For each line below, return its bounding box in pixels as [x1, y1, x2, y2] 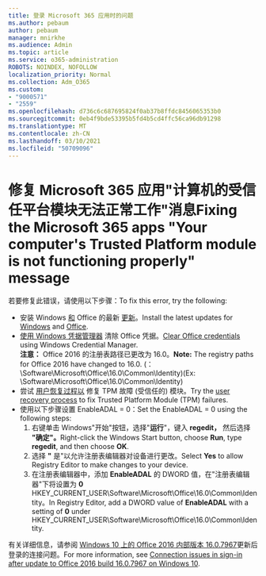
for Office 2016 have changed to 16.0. [19, 359, 142, 369]
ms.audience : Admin [8, 41, 73, 49]
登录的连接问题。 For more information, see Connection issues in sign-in [8, 550, 243, 559]
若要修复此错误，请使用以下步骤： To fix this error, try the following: [8, 296, 228, 305]
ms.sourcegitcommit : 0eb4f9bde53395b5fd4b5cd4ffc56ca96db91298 [8, 115, 222, 123]
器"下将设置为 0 [31, 479, 84, 489]
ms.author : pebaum [8, 19, 69, 27]
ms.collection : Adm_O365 [8, 78, 90, 86]
